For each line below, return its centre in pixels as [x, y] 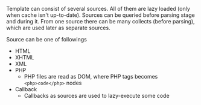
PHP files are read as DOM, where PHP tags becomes [91, 76]
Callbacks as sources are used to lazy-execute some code [97, 96]
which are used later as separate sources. [58, 28]
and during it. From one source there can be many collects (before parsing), [101, 21]
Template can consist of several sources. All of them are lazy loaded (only [98, 9]
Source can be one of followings [47, 39]
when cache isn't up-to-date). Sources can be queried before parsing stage [101, 15]
